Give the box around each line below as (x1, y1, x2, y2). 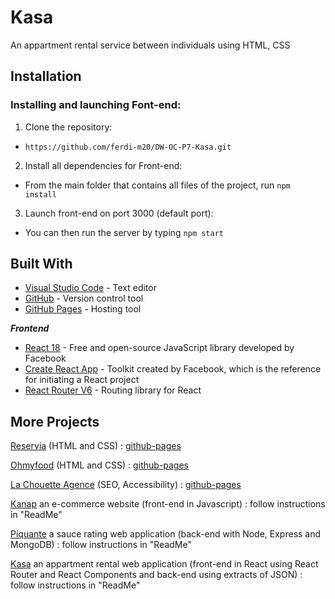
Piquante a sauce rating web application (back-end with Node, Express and (10, 528, 322, 540)
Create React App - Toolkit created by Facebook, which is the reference (24, 363, 322, 375)
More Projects (10, 413, 100, 430)
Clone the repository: (24, 121, 113, 133)
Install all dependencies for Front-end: (24, 159, 183, 171)
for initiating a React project (24, 374, 140, 386)
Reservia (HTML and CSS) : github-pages (10, 440, 182, 452)
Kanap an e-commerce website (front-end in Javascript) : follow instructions (10, 498, 326, 510)
